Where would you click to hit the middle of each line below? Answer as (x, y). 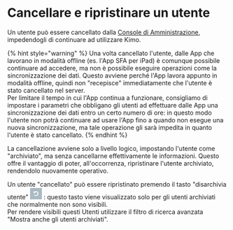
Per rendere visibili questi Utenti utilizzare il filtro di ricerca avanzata (105, 212)
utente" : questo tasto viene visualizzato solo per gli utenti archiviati (111, 196)
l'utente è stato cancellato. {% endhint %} (68, 135)
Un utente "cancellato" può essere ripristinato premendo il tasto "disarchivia (117, 184)
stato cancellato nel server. (46, 90)
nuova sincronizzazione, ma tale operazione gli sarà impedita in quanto (110, 127)
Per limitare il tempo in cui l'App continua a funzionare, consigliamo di (107, 98)
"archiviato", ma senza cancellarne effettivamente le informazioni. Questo (113, 156)
